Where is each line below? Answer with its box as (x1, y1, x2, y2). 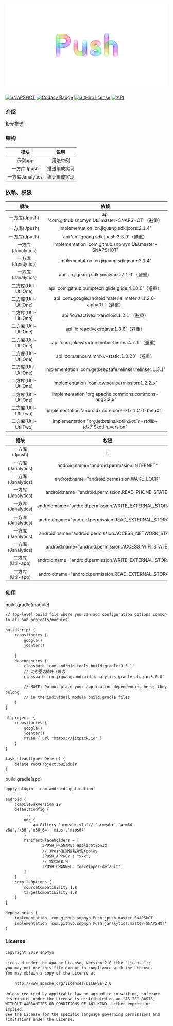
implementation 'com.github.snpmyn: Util (53, 241, 139, 247)
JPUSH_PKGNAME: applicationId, (42, 843, 110, 848)
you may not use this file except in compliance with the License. (5, 965, 153, 970)
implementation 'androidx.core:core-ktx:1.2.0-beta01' (47, 407, 164, 413)
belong (5, 689, 20, 695)
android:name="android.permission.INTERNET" (57, 462, 158, 468)
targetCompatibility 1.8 (24, 890, 77, 895)
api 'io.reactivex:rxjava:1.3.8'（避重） (65, 326, 145, 332)
